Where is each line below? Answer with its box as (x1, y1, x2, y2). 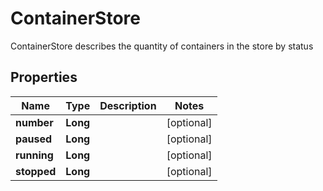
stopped (15, 164, 57, 178)
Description (99, 98, 157, 112)
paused (15, 132, 53, 146)
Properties (10, 69, 78, 86)
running (15, 148, 54, 162)
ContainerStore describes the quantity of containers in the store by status (10, 40, 314, 52)
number (15, 115, 54, 129)
